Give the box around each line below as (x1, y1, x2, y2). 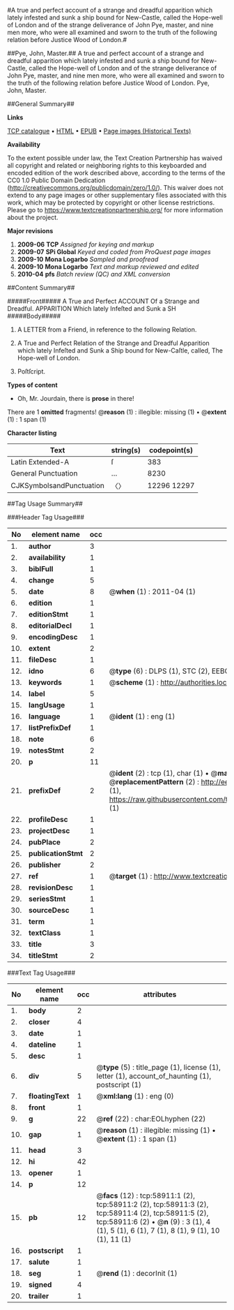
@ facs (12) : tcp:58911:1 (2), (96, 1191, 195, 1200)
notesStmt (29, 746, 64, 755)
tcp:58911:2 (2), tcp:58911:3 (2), (96, 1200, 209, 1209)
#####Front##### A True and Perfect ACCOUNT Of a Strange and (7, 297, 200, 305)
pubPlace (29, 837, 61, 847)
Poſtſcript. (17, 367, 46, 376)
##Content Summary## (7, 284, 75, 292)
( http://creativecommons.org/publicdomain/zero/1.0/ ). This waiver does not (7, 184, 224, 191)
